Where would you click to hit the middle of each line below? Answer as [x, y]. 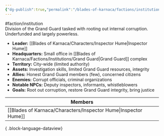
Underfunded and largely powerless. [42, 34]
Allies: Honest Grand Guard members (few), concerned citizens [76, 74]
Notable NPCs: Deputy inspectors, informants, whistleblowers [75, 85]
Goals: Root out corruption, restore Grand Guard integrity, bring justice [83, 90]
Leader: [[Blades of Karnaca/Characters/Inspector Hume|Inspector [80, 43]
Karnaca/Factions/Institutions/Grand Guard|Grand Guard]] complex [80, 58]
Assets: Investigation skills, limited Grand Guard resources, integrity [81, 69]
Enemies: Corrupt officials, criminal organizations [62, 79]
